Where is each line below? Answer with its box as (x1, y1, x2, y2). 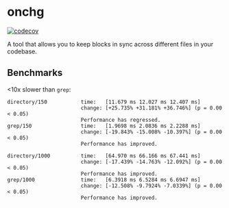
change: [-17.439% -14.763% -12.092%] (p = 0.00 (80, 158, 223, 165)
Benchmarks (7, 67, 63, 79)
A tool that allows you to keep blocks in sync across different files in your (7, 40, 214, 48)
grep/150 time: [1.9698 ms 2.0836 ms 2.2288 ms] (7, 122, 201, 129)
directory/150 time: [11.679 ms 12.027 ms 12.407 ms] (7, 99, 201, 105)
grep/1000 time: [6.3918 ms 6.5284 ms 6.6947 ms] (7, 176, 201, 183)
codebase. (7, 47, 38, 55)
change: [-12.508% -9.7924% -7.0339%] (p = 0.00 (80, 182, 223, 189)
